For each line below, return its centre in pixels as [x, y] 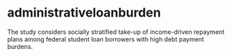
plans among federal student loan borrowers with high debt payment [106, 39]
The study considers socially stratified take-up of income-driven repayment [116, 32]
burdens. [20, 46]
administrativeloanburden [84, 13]
